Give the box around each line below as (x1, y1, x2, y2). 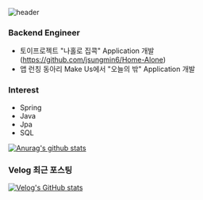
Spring (19, 103, 42, 112)
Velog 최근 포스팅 (8, 164, 73, 175)
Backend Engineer (8, 27, 81, 38)
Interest (8, 85, 40, 96)
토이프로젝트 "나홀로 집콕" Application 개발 (19, 46, 155, 55)
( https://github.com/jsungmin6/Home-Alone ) (19, 55, 167, 65)
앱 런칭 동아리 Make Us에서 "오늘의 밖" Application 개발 (19, 64, 196, 74)
